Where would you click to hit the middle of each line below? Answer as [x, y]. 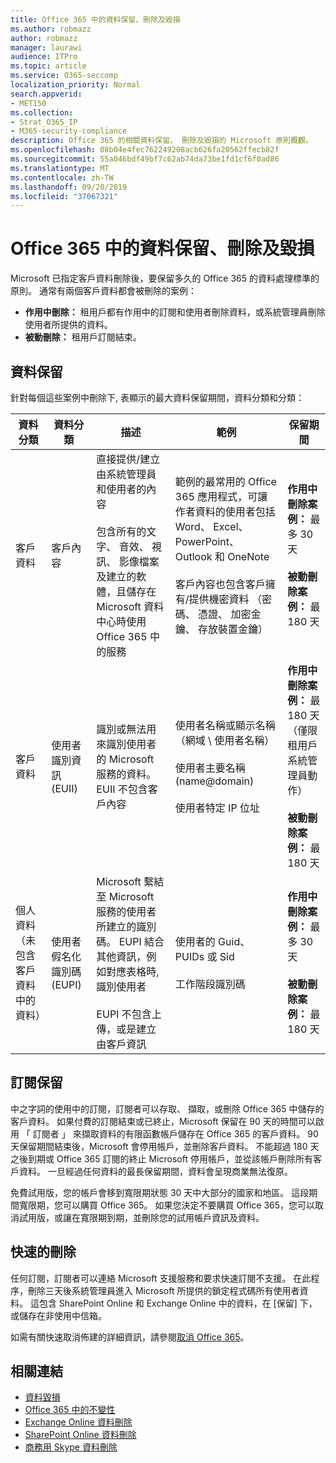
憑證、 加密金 [230, 614]
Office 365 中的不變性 [70, 1410]
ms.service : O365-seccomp [64, 76]
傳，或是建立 [126, 1029]
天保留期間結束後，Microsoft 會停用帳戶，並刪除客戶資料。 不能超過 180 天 [165, 1146]
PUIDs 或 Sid [204, 956]
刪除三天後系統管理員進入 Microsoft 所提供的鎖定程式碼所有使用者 [163, 1290]
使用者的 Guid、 [212, 941]
